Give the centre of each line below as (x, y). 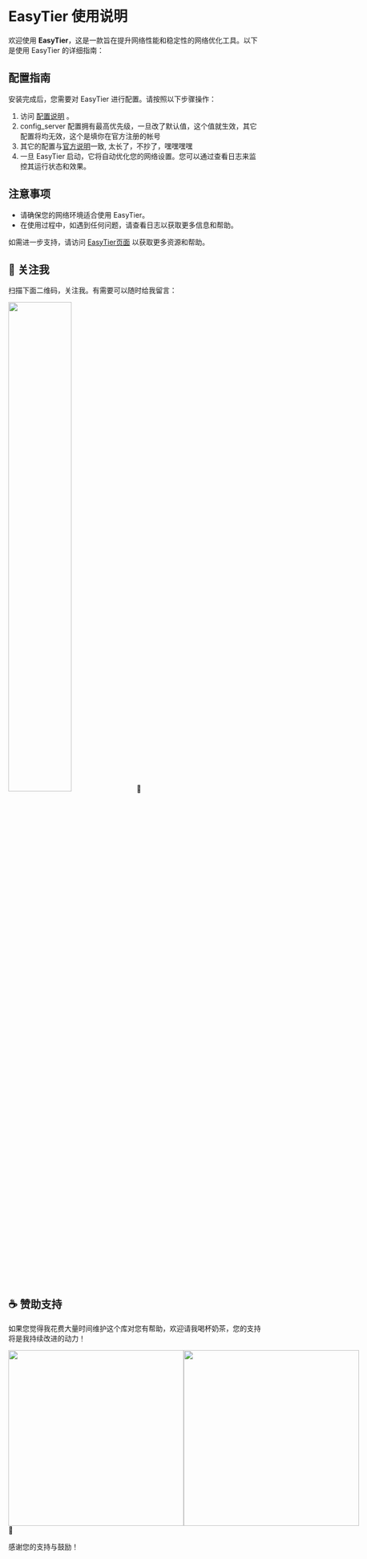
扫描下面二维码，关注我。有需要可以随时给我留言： (93, 291)
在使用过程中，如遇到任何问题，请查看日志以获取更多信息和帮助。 (129, 225)
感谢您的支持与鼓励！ (43, 1547)
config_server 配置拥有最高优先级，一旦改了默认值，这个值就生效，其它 (139, 126)
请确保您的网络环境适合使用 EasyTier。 (85, 214)
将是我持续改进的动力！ (47, 1339)
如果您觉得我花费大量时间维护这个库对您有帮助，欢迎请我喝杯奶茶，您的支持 (135, 1328)
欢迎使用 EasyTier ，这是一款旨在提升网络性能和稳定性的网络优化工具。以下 (133, 40)
